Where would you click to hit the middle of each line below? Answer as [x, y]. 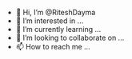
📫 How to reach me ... [53, 47]
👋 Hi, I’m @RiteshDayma [56, 12]
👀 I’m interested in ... [50, 21]
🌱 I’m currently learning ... [58, 29]
